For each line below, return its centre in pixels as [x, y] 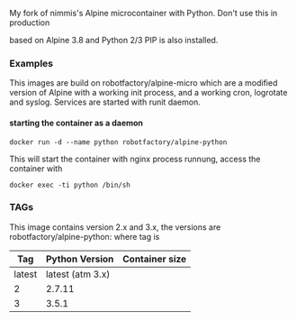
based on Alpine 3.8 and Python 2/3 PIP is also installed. [114, 40]
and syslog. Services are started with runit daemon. [105, 102]
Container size [155, 259]
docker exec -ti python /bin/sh [70, 185]
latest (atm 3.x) [78, 274]
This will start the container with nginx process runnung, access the [135, 159]
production [30, 23]
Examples [31, 63]
